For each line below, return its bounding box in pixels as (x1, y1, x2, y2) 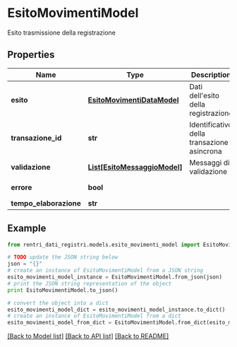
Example (7, 223, 47, 235)
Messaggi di (189, 158, 230, 167)
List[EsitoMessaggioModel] (87, 162, 183, 172)
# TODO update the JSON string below (7, 254, 119, 261)
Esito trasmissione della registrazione (7, 28, 116, 37)
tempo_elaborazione (11, 198, 81, 208)
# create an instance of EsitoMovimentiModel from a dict (7, 312, 181, 319)
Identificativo (189, 119, 233, 129)
